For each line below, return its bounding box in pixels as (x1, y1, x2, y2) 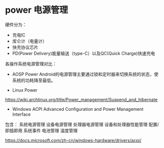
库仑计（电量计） (12, 38, 47, 44)
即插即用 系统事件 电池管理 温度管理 (5, 127, 78, 133)
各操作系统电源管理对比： (5, 61, 57, 67)
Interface (12, 111, 31, 117)
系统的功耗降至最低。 (12, 77, 55, 83)
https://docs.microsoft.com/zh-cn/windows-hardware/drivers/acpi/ (5, 137, 141, 143)
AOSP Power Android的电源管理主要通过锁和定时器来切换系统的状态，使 (12, 71, 159, 77)
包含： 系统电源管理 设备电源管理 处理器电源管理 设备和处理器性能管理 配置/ (5, 121, 159, 127)
